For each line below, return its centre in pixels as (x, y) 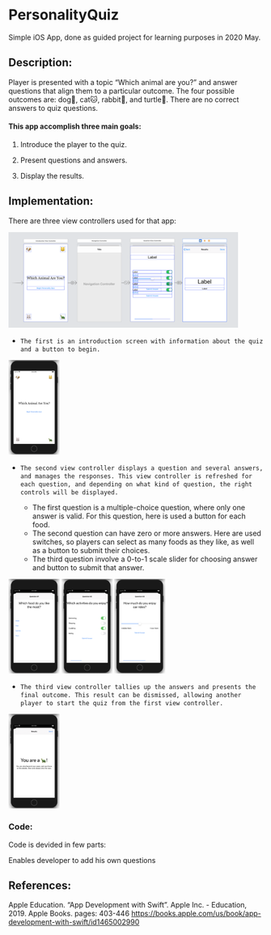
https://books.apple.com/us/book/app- (196, 914)
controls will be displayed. (69, 493)
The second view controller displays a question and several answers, (142, 468)
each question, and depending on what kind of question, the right (136, 484)
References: (40, 885)
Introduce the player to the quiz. (74, 144)
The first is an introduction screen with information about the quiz (142, 341)
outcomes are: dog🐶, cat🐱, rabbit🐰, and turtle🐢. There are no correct (124, 99)
